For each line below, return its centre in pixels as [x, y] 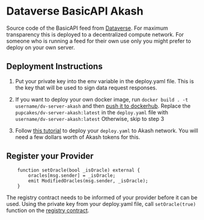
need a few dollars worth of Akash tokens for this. [78, 137]
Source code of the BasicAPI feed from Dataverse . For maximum [87, 28]
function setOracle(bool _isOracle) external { [79, 170]
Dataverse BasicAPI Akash [75, 11]
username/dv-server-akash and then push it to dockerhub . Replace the [103, 106]
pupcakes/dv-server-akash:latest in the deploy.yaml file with [92, 112]
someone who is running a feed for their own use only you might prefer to [99, 41]
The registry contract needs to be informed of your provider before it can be [102, 197]
